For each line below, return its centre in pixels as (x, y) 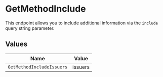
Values (16, 44)
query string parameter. (30, 28)
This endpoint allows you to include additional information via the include (82, 23)
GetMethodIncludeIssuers (38, 67)
